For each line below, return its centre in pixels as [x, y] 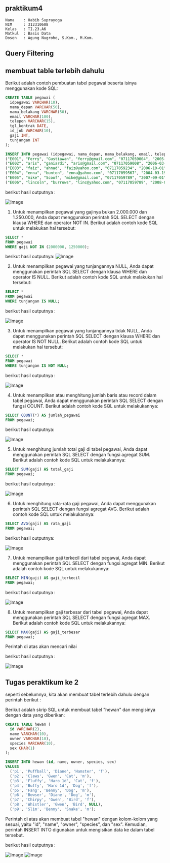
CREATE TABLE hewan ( [28, 725]
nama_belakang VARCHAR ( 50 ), [39, 112]
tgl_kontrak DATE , [29, 126]
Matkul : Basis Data [28, 33]
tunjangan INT [25, 140]
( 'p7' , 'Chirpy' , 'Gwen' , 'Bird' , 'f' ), [53, 800]
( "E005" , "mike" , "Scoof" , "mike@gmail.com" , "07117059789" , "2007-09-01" [86, 178]
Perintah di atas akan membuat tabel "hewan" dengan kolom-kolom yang [81, 819]
